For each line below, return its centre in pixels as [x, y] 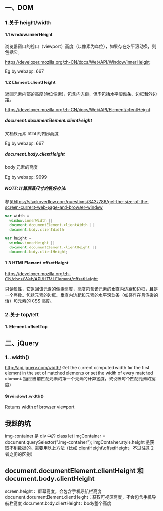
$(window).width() [24, 396]
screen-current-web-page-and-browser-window [54, 207]
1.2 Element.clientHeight [30, 82]
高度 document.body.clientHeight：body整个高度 [62, 503]
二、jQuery [22, 343]
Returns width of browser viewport [40, 407]
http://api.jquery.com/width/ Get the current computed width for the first [77, 368]
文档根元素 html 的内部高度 [32, 133]
